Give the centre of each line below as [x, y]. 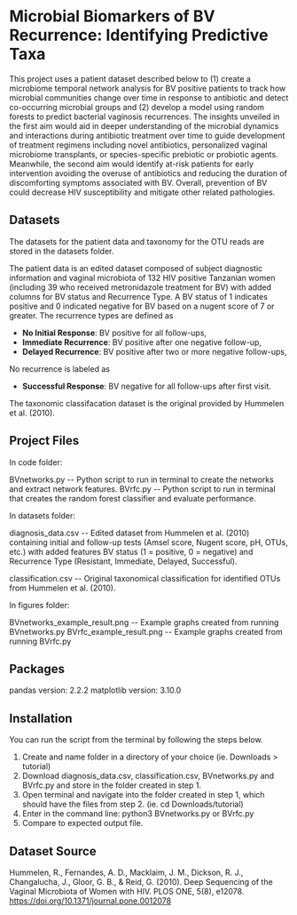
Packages [37, 669]
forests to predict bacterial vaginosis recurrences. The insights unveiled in [145, 116]
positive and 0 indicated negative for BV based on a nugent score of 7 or [142, 306]
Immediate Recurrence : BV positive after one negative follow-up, [141, 342]
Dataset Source [53, 851]
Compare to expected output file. [82, 823]
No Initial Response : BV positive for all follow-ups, [114, 333]
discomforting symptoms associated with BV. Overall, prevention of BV [138, 182]
